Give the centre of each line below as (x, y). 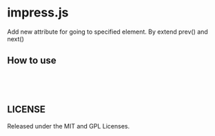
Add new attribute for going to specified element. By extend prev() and (107, 32)
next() (16, 38)
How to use (32, 61)
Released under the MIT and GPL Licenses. (69, 126)
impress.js (38, 13)
